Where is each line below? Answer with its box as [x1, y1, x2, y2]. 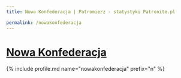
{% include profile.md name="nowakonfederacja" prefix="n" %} [6, 65, 165, 73]
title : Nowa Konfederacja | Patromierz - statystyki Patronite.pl [6, 8, 176, 15]
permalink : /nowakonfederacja [6, 19, 82, 26]
